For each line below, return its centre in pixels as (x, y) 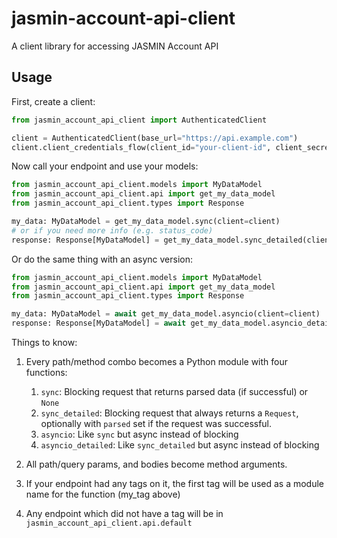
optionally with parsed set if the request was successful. (156, 423)
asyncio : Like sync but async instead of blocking (139, 434)
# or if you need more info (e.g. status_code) (112, 230)
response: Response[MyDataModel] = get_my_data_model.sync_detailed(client (172, 240)
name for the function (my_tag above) (103, 494)
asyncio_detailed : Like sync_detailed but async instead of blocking (180, 445)
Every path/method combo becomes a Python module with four (156, 361)
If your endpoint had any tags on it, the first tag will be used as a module (175, 483)
